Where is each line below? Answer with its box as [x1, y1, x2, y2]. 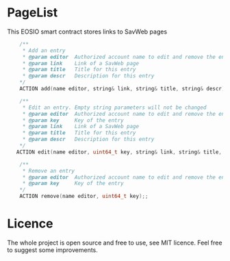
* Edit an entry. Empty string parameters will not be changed [22, 104, 207, 111]
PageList [7, 5, 58, 21]
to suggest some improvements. [7, 246, 98, 254]
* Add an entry [22, 47, 66, 54]
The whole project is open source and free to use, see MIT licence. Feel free [7, 238, 222, 247]
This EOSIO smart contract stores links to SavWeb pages [7, 27, 168, 36]
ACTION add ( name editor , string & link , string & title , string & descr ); [19, 86, 228, 92]
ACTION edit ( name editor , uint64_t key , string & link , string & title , [16, 149, 222, 156]
